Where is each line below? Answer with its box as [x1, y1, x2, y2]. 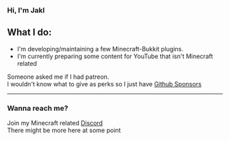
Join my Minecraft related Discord [7, 119, 103, 127]
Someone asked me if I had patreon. [7, 73, 110, 81]
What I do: [7, 27, 52, 38]
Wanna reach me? [7, 103, 68, 113]
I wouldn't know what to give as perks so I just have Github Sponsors [7, 79, 202, 88]
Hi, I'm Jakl [7, 5, 45, 15]
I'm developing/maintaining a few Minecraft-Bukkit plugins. [16, 44, 183, 53]
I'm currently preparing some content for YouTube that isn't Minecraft [16, 52, 214, 60]
